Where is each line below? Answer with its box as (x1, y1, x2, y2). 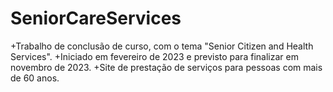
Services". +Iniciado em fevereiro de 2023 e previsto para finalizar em (10, 50, 299, 62)
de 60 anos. (10, 72, 60, 84)
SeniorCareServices (10, 7, 182, 30)
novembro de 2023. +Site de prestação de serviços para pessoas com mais (10, 61, 323, 73)
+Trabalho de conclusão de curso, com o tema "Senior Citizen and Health (10, 40, 314, 52)
